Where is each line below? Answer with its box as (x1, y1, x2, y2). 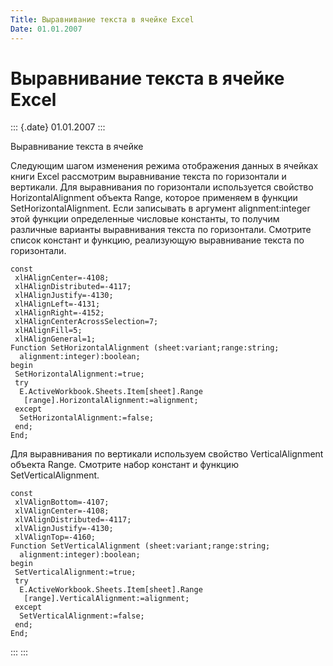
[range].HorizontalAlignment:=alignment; (23, 396, 199, 406)
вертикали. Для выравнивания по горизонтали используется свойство (10, 181, 314, 193)
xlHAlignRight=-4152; (14, 308, 105, 318)
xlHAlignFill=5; (14, 326, 83, 336)
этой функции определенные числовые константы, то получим (10, 213, 280, 225)
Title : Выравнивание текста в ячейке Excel (10, 14, 195, 25)
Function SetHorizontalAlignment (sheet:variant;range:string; (10, 343, 280, 353)
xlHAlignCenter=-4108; (14, 273, 110, 283)
